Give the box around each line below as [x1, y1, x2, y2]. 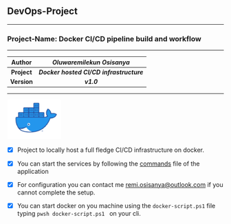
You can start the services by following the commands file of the [16, 159, 201, 168]
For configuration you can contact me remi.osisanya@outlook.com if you [16, 180, 223, 188]
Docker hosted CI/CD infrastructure [38, 68, 144, 76]
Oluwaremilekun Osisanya [52, 58, 131, 66]
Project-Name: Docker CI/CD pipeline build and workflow [7, 34, 201, 43]
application [16, 167, 49, 175]
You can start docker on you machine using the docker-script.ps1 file [16, 201, 216, 210]
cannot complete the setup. [16, 188, 96, 197]
